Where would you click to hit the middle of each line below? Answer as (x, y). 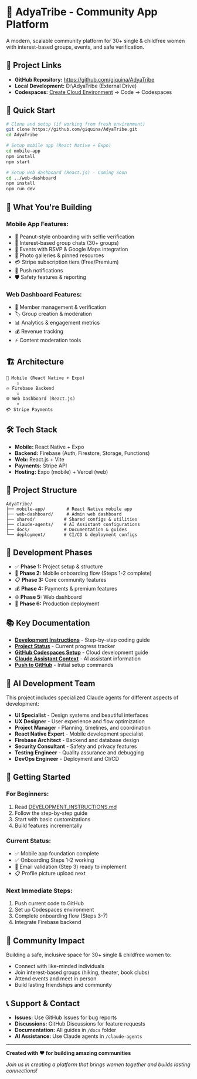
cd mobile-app (23, 151)
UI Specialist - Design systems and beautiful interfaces (81, 715)
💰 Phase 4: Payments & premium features (66, 589)
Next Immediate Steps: (39, 891)
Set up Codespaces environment (54, 910)
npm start (18, 162)
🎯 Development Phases (49, 552)
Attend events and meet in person (55, 979)
